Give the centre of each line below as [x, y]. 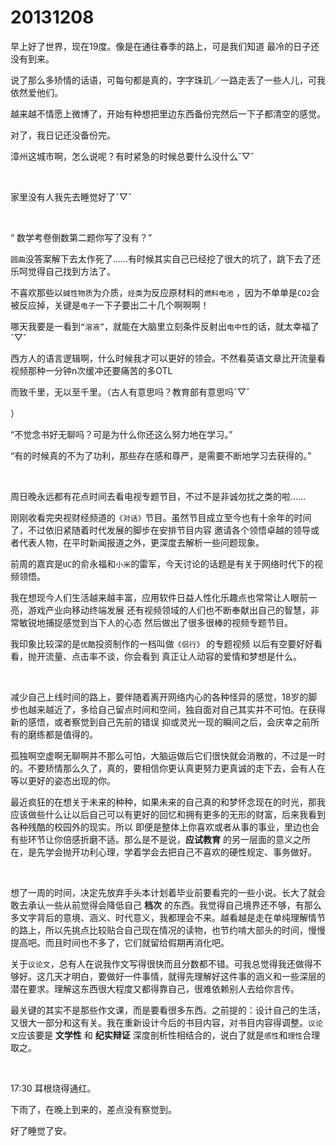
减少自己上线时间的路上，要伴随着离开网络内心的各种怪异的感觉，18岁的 [159, 697]
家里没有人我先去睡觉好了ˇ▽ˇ [71, 197]
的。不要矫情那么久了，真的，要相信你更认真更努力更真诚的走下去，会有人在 [168, 768]
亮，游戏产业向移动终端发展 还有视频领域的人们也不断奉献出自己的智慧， [160, 610]
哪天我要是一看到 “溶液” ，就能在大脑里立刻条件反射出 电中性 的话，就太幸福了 [165, 326]
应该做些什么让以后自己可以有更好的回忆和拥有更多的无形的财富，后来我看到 [168, 814]
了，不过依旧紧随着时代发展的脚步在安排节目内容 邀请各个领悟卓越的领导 [160, 530]
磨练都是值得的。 [62, 734]
